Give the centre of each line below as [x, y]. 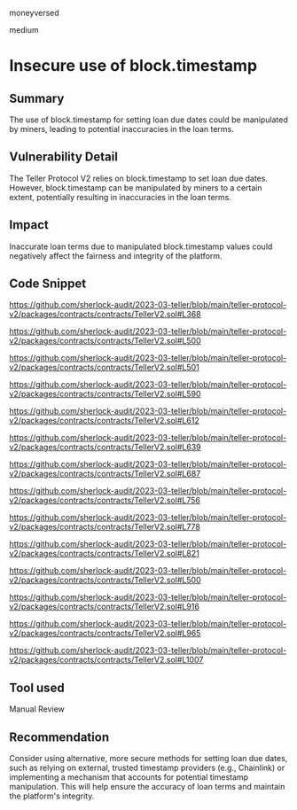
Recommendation [59, 737]
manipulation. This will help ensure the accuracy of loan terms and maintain [147, 787]
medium [24, 30]
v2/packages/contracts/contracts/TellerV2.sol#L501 [104, 368]
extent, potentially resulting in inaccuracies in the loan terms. [121, 197]
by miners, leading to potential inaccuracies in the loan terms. [122, 129]
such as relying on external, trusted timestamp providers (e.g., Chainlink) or [147, 768]
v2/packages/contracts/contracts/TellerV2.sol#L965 [105, 634]
